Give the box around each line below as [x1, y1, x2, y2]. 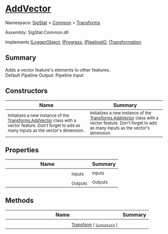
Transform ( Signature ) [71, 221, 118, 227]
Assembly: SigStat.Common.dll [5, 29, 69, 35]
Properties [5, 146, 39, 154]
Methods [5, 196, 34, 205]
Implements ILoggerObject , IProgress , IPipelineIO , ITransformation [5, 39, 141, 45]
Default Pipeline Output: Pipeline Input [5, 72, 84, 78]
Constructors [5, 87, 48, 95]
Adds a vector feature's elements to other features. [5, 67, 111, 73]
